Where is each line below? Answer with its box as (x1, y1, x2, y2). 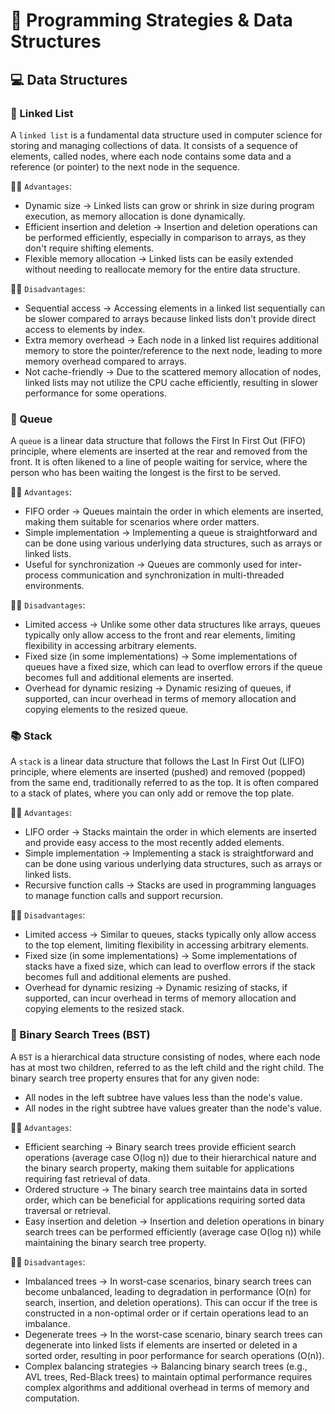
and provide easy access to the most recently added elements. (24, 837, 285, 849)
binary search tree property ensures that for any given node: (10, 1072, 260, 1084)
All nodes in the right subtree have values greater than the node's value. (24, 1102, 322, 1114)
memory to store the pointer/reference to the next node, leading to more (24, 344, 323, 356)
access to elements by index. (24, 323, 146, 335)
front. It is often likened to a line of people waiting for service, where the (10, 456, 308, 468)
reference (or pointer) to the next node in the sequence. (10, 160, 241, 173)
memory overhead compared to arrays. (24, 355, 187, 367)
